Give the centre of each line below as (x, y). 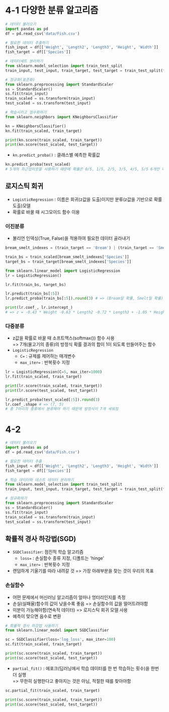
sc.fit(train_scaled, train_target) (44, 644)
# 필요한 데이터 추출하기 (27, 43)
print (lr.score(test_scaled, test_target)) (52, 390)
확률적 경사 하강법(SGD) (41, 539)
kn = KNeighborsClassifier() (36, 126)
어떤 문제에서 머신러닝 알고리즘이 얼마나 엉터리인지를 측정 (69, 597)
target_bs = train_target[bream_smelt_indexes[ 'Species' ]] (68, 262)
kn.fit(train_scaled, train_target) (44, 131)
